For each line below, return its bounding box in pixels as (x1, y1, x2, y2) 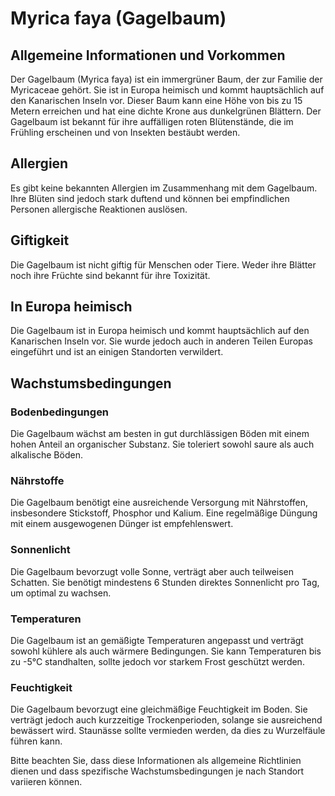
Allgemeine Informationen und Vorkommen (10, 47, 286, 64)
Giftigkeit (10, 232, 70, 249)
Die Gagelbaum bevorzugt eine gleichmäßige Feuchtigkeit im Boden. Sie (10, 703, 308, 716)
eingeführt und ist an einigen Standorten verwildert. (10, 346, 224, 358)
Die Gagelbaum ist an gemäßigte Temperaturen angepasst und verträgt (10, 635, 304, 647)
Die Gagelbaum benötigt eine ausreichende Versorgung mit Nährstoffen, (10, 497, 309, 509)
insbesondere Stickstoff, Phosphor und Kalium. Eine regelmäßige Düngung (10, 507, 318, 519)
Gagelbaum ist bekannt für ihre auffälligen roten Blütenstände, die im (10, 116, 294, 127)
